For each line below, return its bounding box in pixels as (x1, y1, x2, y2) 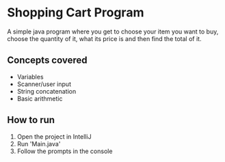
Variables (16, 72, 44, 81)
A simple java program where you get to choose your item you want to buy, (7, 27, 219, 36)
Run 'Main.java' (16, 139, 61, 148)
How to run (7, 114, 55, 126)
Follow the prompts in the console (16, 147, 113, 155)
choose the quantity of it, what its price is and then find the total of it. (7, 34, 202, 42)
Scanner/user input (16, 80, 72, 88)
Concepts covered (7, 55, 88, 66)
